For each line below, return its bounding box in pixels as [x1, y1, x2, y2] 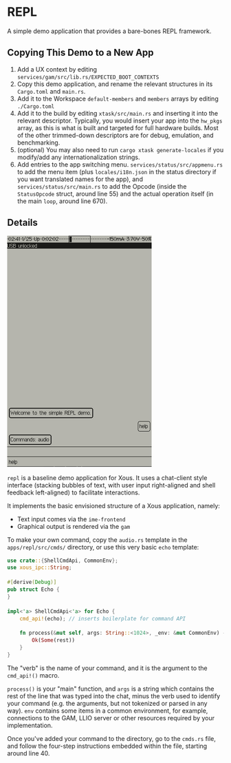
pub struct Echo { [7, 586, 60, 593]
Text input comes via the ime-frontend [16, 514, 126, 523]
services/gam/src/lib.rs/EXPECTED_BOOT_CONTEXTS [16, 74, 159, 81]
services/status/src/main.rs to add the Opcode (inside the [16, 182, 187, 190]
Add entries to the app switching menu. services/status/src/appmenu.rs [16, 160, 223, 169]
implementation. [7, 721, 53, 729]
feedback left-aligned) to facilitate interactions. [7, 488, 140, 497]
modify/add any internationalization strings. [16, 153, 140, 161]
